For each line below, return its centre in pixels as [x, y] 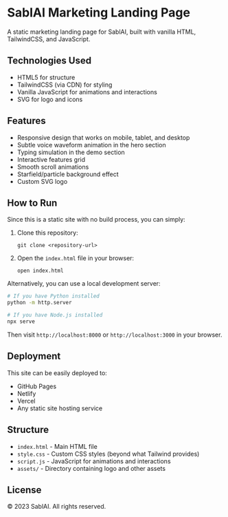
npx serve [21, 321]
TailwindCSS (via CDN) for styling [65, 85]
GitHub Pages [37, 386]
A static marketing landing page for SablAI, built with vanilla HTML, [102, 32]
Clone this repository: [47, 233]
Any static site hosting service [60, 408]
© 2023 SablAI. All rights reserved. [57, 507]
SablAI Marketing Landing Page [99, 13]
